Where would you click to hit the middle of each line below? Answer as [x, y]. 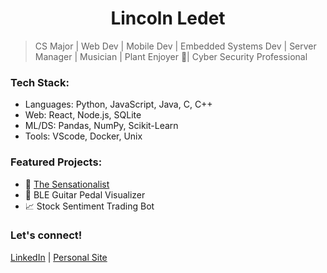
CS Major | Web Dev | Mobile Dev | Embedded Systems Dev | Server [175, 46]
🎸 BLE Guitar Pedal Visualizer [85, 194]
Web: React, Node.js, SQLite [83, 115]
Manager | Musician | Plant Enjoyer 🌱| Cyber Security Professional [171, 56]
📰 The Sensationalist [67, 184]
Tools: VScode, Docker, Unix [83, 136]
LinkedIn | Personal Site [59, 257]
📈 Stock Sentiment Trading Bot [89, 206]
